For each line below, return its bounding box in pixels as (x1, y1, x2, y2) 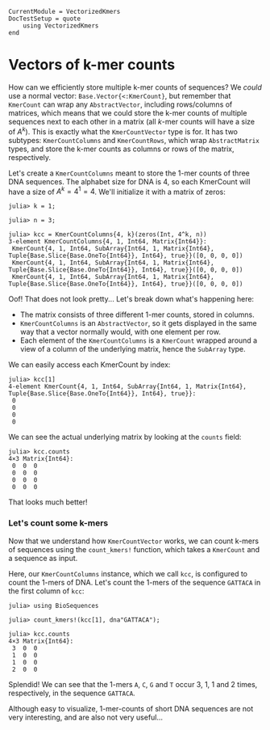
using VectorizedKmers (23, 22, 99, 30)
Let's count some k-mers (8, 517, 109, 529)
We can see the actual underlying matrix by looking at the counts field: (8, 433, 242, 442)
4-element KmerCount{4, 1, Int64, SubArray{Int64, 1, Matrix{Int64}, (8, 382, 247, 391)
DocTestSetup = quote (8, 15, 81, 23)
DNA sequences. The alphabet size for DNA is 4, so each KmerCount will (8, 176, 251, 186)
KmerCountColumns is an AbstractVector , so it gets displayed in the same (19, 319, 257, 328)
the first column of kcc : (8, 586, 85, 596)
